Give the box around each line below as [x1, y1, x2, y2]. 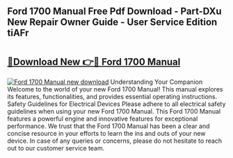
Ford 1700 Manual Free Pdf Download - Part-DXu [7, 6, 222, 17]
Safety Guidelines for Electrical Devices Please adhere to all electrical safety [7, 100, 226, 108]
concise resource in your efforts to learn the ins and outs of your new [7, 130, 206, 137]
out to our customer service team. [7, 144, 105, 152]
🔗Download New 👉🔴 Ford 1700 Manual [7, 55, 181, 68]
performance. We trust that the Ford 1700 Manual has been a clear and [7, 122, 210, 130]
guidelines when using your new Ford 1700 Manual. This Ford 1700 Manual [7, 107, 221, 115]
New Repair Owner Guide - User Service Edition [7, 17, 218, 28]
